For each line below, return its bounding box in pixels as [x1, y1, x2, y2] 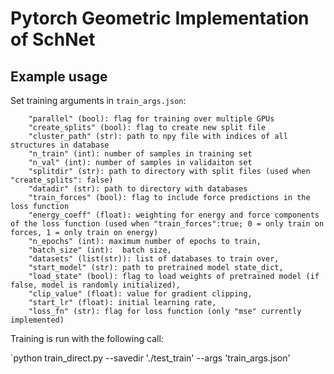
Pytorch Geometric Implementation [10, 7, 310, 30]
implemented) [10, 315, 65, 325]
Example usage [10, 68, 108, 85]
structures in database [10, 140, 110, 150]
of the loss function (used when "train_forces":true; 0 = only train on [10, 219, 325, 229]
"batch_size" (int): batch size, [28, 245, 172, 255]
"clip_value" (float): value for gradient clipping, [28, 289, 253, 299]
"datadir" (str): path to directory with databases [28, 184, 248, 194]
